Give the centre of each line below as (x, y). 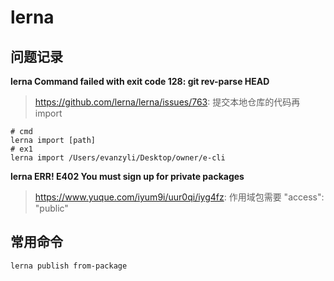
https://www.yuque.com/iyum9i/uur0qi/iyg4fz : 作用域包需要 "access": (179, 197)
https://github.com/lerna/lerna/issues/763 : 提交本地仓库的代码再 (167, 102)
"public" (51, 208)
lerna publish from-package (69, 266)
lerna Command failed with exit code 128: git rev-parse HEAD (140, 81)
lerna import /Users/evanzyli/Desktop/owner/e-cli (118, 158)
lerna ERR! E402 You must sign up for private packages (127, 176)
